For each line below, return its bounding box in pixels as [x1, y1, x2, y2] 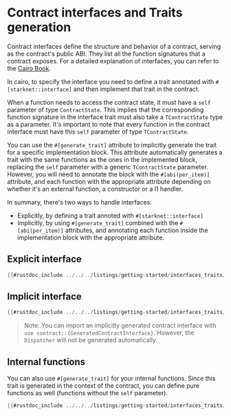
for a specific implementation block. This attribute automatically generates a [7, 148, 223, 156]
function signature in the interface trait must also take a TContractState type [7, 112, 223, 121]
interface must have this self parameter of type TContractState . [7, 127, 189, 136]
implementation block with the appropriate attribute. [16, 233, 165, 242]
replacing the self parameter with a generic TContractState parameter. [7, 163, 208, 171]
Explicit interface [7, 253, 82, 265]
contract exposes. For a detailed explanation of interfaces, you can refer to [7, 56, 219, 65]
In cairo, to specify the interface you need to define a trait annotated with [7, 77, 214, 85]
